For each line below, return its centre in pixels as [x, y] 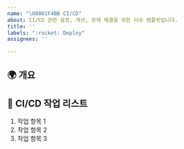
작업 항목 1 [31, 121]
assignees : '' [28, 39]
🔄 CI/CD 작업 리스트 [47, 103]
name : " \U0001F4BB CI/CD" [44, 13]
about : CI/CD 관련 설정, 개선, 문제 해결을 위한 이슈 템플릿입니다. [93, 20]
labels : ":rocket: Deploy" [46, 33]
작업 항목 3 [32, 139]
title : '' [21, 26]
